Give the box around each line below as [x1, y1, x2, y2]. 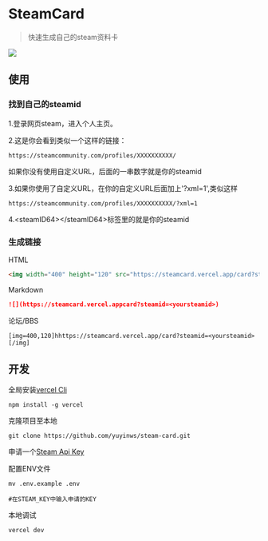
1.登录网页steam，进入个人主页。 [8, 118, 117, 128]
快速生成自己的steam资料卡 [27, 32, 119, 42]
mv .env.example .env [8, 480, 81, 488]
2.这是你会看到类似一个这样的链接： [8, 135, 127, 145]
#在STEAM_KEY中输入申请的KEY [8, 495, 97, 503]
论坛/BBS [8, 316, 39, 325]
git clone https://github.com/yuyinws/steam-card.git [8, 432, 191, 440]
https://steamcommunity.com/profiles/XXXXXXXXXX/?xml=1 [8, 199, 198, 208]
